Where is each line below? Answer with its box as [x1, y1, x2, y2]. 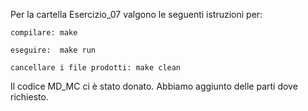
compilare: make [10, 28, 78, 38]
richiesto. [10, 91, 49, 103]
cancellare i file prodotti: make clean [10, 63, 182, 73]
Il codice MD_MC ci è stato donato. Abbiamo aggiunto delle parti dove [10, 80, 298, 92]
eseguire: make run [10, 45, 97, 55]
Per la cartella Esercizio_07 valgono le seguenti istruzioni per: [10, 9, 263, 20]
